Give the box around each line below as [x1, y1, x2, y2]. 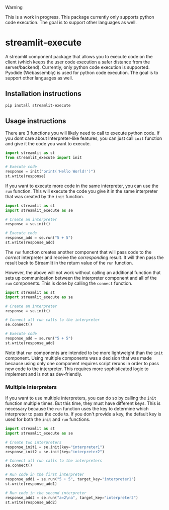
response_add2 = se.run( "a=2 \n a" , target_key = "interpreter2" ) [5, 495, 138, 500]
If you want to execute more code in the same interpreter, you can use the [5, 183, 158, 189]
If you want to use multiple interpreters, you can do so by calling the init [5, 395, 157, 401]
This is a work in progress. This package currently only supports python [5, 14, 154, 20]
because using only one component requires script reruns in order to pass [5, 360, 159, 366]
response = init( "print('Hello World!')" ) [5, 169, 96, 174]
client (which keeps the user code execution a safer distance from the [5, 59, 150, 65]
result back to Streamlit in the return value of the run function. [5, 260, 133, 266]
